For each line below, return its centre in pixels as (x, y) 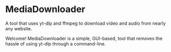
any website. (19, 28)
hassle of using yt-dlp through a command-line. (56, 43)
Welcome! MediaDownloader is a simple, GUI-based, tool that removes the (84, 38)
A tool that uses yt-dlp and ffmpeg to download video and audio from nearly (85, 23)
